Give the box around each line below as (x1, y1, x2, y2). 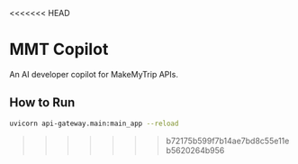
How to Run (9, 95, 76, 111)
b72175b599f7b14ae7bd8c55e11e (166, 135, 290, 146)
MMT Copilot (9, 40, 109, 59)
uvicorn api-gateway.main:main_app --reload (9, 119, 179, 128)
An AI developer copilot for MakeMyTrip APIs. (9, 68, 178, 79)
